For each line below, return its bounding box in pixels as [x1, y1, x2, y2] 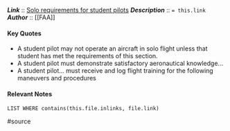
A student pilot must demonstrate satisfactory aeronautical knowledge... [17, 59, 224, 68]
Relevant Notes [7, 89, 53, 98]
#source [7, 117, 31, 125]
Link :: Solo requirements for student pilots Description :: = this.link [7, 6, 206, 14]
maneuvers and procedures [17, 74, 97, 82]
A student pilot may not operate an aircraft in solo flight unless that [17, 44, 208, 53]
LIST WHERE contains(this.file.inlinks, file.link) [7, 105, 159, 112]
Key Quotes [7, 29, 42, 37]
